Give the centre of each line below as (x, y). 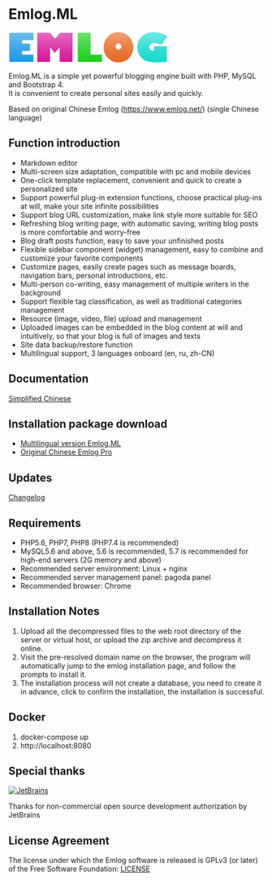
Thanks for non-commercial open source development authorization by (128, 806)
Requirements (45, 523)
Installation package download (88, 424)
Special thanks (47, 771)
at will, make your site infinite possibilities (90, 206)
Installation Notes (54, 611)
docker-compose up (54, 737)
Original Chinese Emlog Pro (66, 452)
